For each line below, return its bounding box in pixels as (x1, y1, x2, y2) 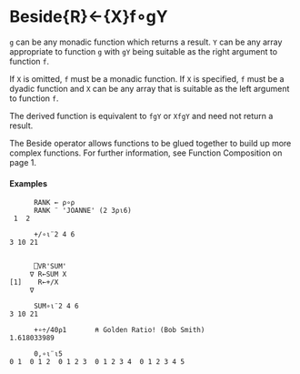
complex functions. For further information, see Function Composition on (9, 147, 283, 158)
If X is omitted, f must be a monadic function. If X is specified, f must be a (9, 73, 285, 84)
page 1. (9, 157, 36, 167)
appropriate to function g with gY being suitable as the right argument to (9, 45, 278, 56)
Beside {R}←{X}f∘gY (9, 6, 168, 27)
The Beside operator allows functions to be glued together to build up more (9, 137, 292, 148)
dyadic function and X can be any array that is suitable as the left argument (9, 83, 290, 94)
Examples (9, 177, 48, 188)
